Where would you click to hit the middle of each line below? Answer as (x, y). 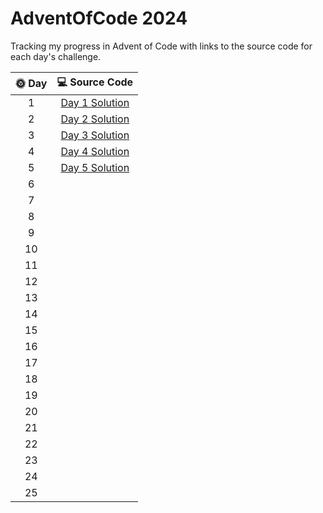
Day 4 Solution (95, 151)
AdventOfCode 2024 (99, 18)
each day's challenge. (56, 56)
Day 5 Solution (95, 167)
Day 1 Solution (95, 102)
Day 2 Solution (95, 119)
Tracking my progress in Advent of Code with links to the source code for (161, 46)
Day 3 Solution (95, 135)
